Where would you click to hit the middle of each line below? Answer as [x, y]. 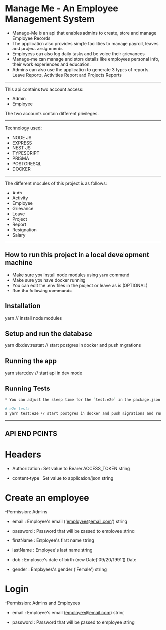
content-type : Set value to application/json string [63, 478]
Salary [19, 235]
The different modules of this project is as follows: [56, 183]
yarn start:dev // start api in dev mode [44, 373]
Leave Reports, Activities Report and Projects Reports [67, 75]
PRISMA [21, 158]
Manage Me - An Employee [62, 9]
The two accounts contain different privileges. [52, 113]
